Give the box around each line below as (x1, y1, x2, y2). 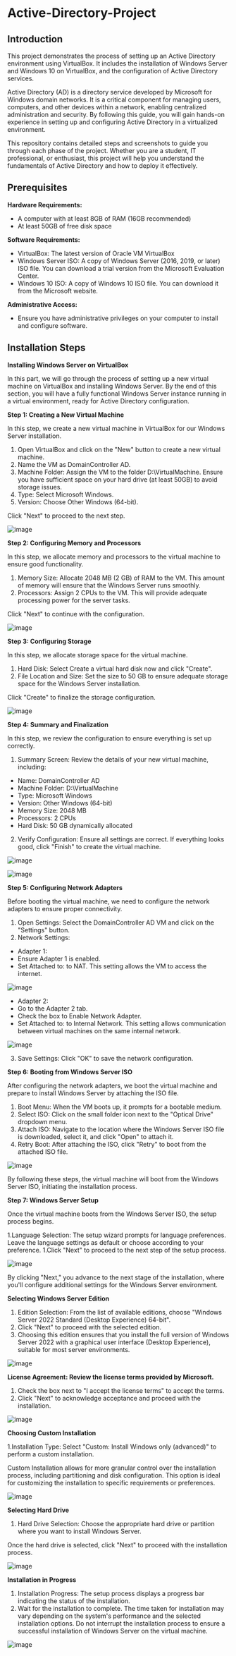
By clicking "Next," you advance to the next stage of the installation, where (7, 1273, 225, 1281)
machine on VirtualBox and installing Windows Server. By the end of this (7, 382, 217, 390)
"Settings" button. (17, 925, 70, 934)
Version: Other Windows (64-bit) (17, 798, 113, 807)
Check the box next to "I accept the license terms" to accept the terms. (17, 1386, 225, 1394)
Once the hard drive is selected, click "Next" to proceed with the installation (7, 1540, 228, 1549)
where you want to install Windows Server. (17, 1527, 142, 1535)
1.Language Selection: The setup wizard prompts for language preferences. (7, 1231, 227, 1239)
